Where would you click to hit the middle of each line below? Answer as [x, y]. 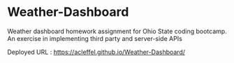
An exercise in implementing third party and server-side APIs [95, 38]
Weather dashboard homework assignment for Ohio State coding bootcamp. [117, 31]
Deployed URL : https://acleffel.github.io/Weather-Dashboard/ [96, 52]
